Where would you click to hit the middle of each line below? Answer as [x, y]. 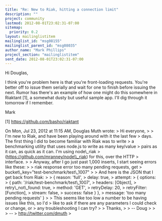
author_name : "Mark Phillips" [36, 50]
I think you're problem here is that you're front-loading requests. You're [76, 82]
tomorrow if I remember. [29, 103]
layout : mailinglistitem [30, 37]
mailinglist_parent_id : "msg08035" [41, 46]
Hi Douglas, [17, 73]
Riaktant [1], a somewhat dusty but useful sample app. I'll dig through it [76, 98]
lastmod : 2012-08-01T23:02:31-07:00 [42, 23]
